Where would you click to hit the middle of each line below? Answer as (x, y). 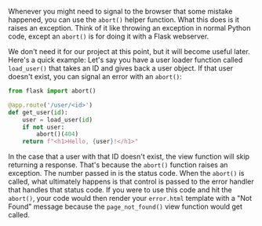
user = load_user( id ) (57, 120)
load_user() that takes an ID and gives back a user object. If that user (121, 68)
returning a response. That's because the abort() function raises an (118, 165)
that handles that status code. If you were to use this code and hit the (120, 190)
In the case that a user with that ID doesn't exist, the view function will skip (129, 157)
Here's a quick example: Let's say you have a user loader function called (126, 60)
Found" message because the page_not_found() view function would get (126, 206)
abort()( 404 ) (58, 134)
